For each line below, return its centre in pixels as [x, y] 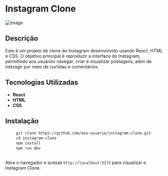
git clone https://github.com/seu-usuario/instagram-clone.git [83, 133]
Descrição [22, 38]
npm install [28, 143]
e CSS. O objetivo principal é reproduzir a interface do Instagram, [73, 56]
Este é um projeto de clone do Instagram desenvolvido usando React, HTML [84, 50]
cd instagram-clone [36, 138]
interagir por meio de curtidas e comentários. [52, 66]
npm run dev [28, 148]
